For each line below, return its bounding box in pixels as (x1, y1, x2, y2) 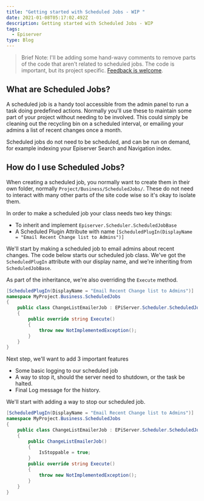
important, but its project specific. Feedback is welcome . (21, 67, 164, 74)
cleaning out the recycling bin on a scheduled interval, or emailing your (6, 120, 184, 127)
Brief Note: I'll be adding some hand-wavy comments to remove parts (21, 54, 196, 61)
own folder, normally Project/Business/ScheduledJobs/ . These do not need (6, 185, 194, 192)
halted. (15, 380, 33, 387)
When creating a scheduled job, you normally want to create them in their (6, 178, 190, 185)
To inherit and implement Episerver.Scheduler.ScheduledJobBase (15, 221, 177, 229)
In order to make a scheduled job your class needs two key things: (6, 209, 172, 216)
